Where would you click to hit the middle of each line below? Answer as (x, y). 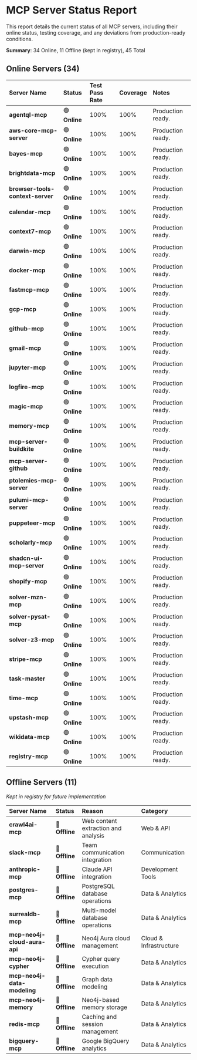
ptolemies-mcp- (33, 481)
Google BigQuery (106, 1041)
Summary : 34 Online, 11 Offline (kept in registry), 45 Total (76, 50)
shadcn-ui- (26, 558)
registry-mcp (28, 757)
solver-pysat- (30, 617)
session (93, 1024)
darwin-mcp (27, 251)
